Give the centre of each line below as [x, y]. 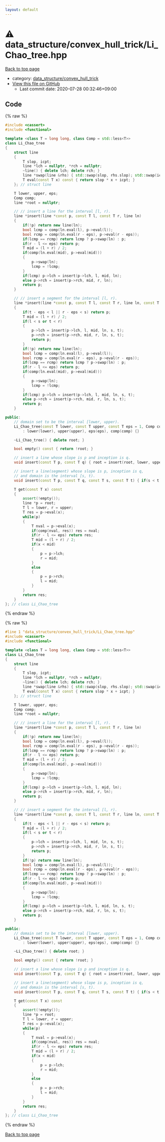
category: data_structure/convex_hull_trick [55, 78]
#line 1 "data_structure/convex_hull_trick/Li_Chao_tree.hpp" [70, 632]
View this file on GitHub [36, 83]
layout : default [22, 10]
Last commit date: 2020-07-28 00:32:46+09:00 [68, 89]
